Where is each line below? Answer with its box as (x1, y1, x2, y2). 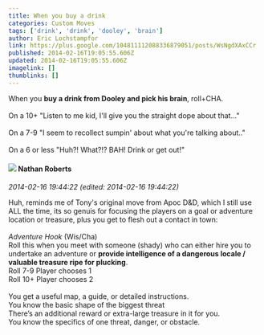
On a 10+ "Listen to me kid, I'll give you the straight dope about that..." (8, 110, 240, 121)
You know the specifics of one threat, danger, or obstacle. (8, 317, 201, 326)
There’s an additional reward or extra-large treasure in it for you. (8, 308, 221, 318)
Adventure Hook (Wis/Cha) (8, 231, 98, 241)
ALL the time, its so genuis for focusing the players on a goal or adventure (8, 206, 253, 215)
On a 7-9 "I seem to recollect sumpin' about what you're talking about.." (8, 128, 246, 137)
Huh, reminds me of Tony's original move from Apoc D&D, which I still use (8, 198, 253, 207)
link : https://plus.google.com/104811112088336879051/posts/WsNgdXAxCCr (8, 42, 257, 50)
